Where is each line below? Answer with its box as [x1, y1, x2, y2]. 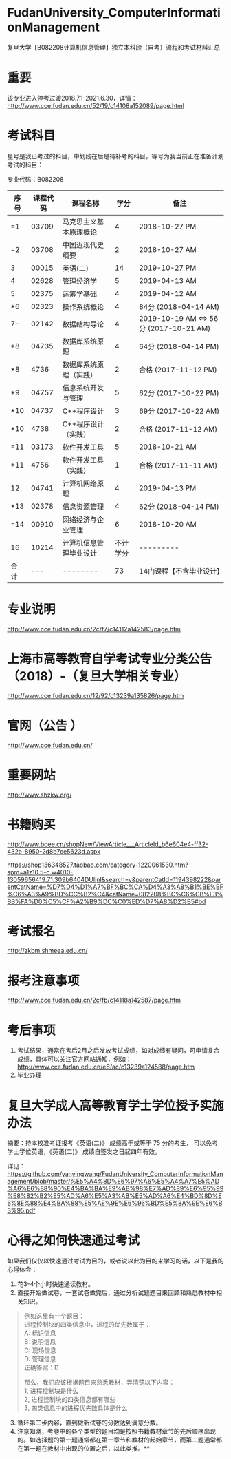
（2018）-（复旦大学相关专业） [7, 668, 186, 684]
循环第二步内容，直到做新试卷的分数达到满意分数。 [16, 1418, 162, 1427]
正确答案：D [23, 1363, 59, 1372]
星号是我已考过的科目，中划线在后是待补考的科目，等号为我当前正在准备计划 [7, 151, 224, 160]
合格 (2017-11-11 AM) [138, 460, 218, 470]
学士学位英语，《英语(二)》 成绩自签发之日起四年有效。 [7, 1148, 162, 1156]
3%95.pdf [7, 1206, 36, 1215]
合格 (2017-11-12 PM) [138, 365, 218, 375]
